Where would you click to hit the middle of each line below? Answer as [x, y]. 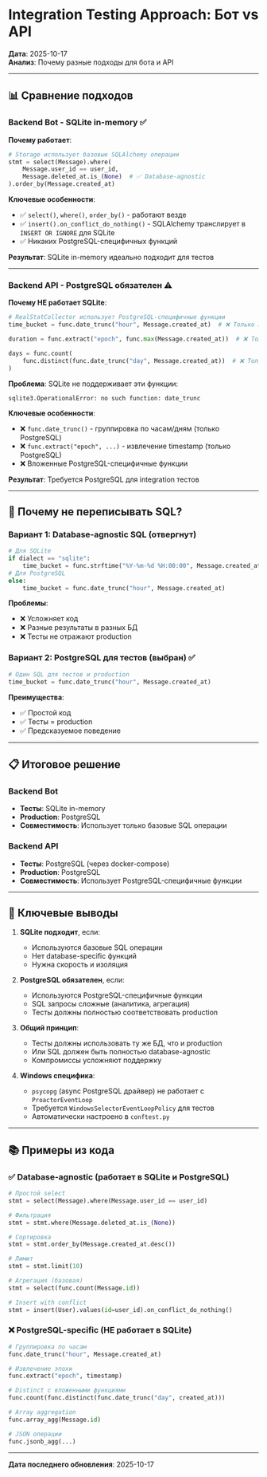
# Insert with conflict [48, 1302]
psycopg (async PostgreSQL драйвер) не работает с [118, 1091]
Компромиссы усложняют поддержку [97, 1060]
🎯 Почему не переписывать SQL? [95, 512]
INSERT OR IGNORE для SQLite [67, 232]
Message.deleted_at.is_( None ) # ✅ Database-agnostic [114, 177]
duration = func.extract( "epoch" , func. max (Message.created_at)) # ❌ [128, 339]
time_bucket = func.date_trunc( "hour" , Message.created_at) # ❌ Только [132, 325]
